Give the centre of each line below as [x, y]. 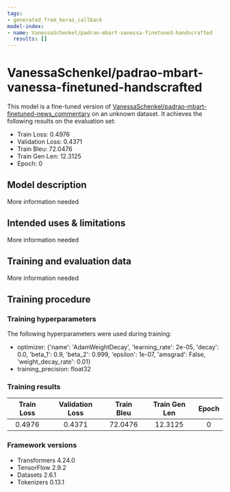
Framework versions [42, 445]
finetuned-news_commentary [49, 114]
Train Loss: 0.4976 [43, 134]
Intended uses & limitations [66, 223]
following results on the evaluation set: [62, 121]
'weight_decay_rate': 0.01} [54, 362]
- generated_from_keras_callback [55, 20]
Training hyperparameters [52, 318]
